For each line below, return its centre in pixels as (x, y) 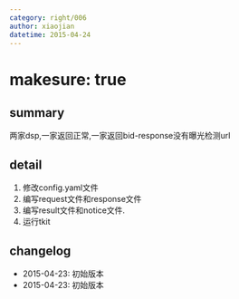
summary (37, 113)
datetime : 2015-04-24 (50, 34)
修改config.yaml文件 (60, 188)
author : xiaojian (42, 26)
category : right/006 (48, 18)
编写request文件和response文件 (82, 199)
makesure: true (68, 79)
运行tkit (37, 222)
